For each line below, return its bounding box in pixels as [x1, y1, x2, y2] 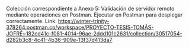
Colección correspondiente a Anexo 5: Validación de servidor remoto [6, 5, 175, 12]
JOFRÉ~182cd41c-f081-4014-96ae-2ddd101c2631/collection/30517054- [6, 30, 182, 37]
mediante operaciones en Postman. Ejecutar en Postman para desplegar [6, 11, 183, 18]
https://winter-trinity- [58, 18, 110, 24]
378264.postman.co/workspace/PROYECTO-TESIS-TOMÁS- [6, 24, 154, 31]
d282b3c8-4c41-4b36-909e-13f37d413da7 [6, 37, 113, 43]
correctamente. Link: [6, 18, 57, 24]
